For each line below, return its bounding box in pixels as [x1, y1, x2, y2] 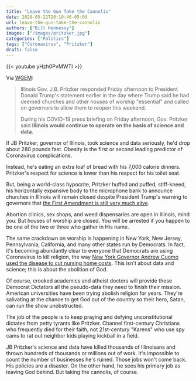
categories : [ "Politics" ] [6, 36, 69, 42]
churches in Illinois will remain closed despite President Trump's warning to [6, 193, 188, 200]
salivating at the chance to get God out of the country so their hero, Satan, [6, 295, 185, 302]
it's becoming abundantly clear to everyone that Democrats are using [6, 247, 173, 254]
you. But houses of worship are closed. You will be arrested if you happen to [6, 217, 190, 224]
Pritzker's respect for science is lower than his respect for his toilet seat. [6, 169, 181, 176]
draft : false [6, 47, 38, 53]
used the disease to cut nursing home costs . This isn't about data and [6, 259, 174, 267]
